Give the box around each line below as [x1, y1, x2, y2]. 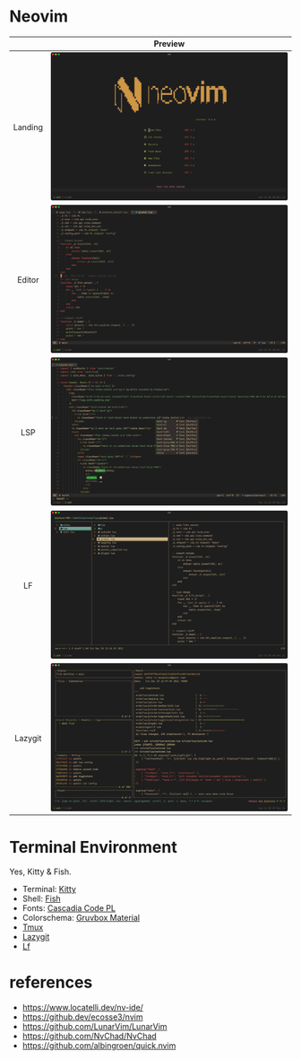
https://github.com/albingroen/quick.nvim [21, 1040, 176, 1051]
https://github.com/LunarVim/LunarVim [21, 1021, 168, 1032]
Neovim [9, 6, 69, 27]
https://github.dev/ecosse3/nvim [21, 1012, 143, 1022]
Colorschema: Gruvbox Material [21, 913, 141, 924]
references [9, 972, 93, 993]
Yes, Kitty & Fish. [9, 866, 72, 877]
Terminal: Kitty [21, 884, 76, 895]
